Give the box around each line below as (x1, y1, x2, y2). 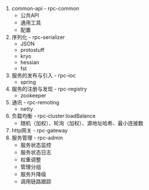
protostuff (20, 47, 45, 53)
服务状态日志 (20, 149, 51, 156)
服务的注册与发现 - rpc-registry (11, 86, 88, 92)
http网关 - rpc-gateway (11, 127, 68, 133)
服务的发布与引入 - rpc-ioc (11, 72, 76, 79)
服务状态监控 (20, 142, 51, 148)
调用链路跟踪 (20, 178, 51, 185)
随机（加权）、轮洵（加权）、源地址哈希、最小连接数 (20, 119, 144, 126)
